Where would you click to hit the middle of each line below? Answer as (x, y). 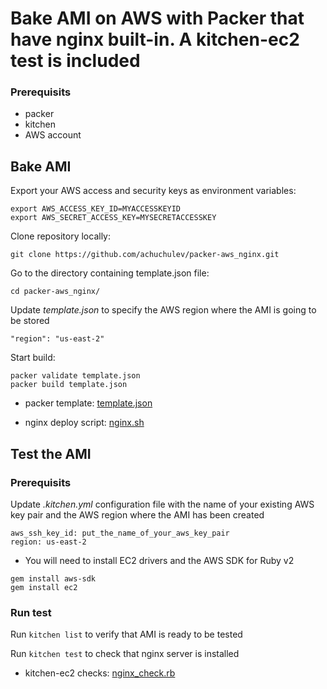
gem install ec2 (44, 587)
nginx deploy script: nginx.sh (84, 423)
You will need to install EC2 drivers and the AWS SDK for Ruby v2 (159, 560)
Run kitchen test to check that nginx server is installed (125, 654)
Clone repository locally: (60, 236)
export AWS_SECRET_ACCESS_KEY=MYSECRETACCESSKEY (113, 218)
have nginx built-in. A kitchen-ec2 (155, 39)
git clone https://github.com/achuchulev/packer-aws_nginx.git (145, 255)
